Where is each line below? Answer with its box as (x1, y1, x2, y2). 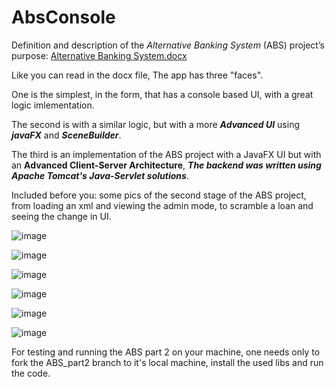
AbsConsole (11, 6, 116, 29)
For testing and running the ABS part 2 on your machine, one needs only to (11, 346, 321, 358)
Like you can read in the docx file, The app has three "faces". (11, 69, 264, 81)
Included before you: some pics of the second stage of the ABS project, (11, 189, 307, 201)
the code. (11, 367, 51, 379)
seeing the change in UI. (11, 210, 112, 222)
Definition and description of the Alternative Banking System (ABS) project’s (11, 39, 325, 51)
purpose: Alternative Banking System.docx (11, 49, 188, 61)
